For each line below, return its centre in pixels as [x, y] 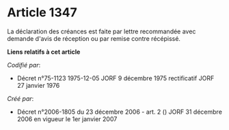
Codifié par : [24, 65]
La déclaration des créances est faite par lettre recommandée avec [102, 31]
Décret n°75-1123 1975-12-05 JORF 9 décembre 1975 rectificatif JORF [116, 78]
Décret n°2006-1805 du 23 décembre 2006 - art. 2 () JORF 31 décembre [119, 112]
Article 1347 [42, 13]
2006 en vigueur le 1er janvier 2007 [67, 119]
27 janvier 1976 [38, 85]
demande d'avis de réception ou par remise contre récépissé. [94, 38]
